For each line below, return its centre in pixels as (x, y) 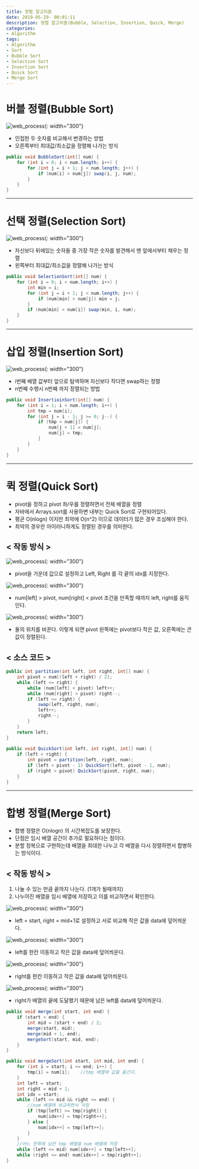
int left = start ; (39, 1083)
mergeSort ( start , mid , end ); (63, 1039)
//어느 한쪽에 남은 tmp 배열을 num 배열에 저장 (67, 1144)
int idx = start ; (38, 1094)
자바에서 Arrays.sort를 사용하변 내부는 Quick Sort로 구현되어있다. (91, 511)
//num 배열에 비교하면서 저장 (58, 1105)
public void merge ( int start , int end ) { (58, 1012)
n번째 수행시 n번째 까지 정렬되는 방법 (57, 388)
